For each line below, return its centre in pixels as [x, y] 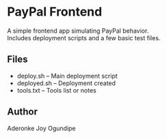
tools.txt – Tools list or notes [57, 90]
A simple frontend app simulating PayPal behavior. [78, 31]
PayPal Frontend [55, 12]
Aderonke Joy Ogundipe [42, 128]
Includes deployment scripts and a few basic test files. [84, 37]
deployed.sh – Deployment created [66, 83]
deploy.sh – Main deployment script [67, 76]
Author [22, 112]
